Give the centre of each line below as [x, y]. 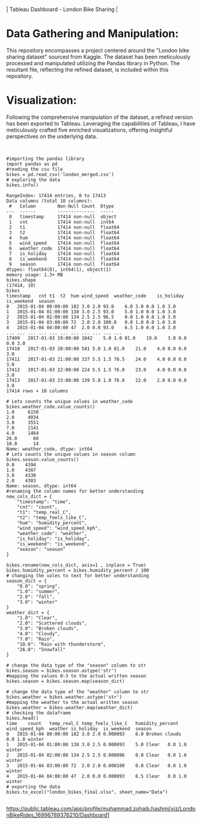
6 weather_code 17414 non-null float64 [64, 248]
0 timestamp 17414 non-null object [63, 217]
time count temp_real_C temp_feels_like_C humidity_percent [93, 723]
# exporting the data [33, 787]
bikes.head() [23, 718]
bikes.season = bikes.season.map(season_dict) [66, 681]
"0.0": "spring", [39, 586]
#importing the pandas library [45, 159]
